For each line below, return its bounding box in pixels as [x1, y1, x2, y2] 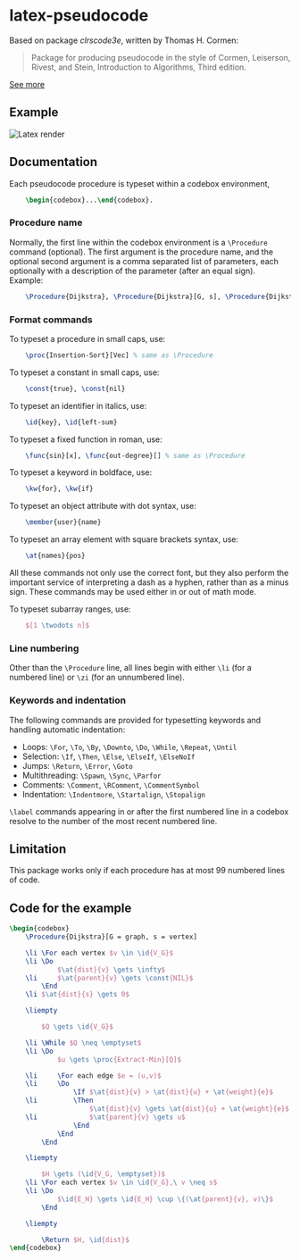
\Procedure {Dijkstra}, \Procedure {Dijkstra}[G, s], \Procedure [25, 292, 266, 301]
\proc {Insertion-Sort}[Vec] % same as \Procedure [25, 350, 214, 360]
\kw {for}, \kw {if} [25, 484, 94, 494]
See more [9, 79, 46, 89]
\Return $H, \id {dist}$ [41, 1235, 129, 1244]
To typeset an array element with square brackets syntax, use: [9, 534, 239, 545]
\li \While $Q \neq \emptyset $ [25, 1038, 142, 1047]
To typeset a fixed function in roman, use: [9, 434, 162, 445]
